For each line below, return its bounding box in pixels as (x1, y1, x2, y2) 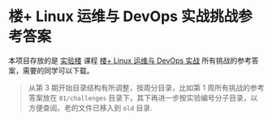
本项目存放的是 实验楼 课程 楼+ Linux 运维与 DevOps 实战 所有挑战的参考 (8, 56, 252, 65)
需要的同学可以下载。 (22, 65, 94, 75)
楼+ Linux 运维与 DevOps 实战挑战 (8, 7, 239, 26)
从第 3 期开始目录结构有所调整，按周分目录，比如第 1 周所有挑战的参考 (28, 82, 265, 93)
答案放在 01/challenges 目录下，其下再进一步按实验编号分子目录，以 (28, 93, 258, 102)
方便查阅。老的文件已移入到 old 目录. (28, 102, 153, 113)
